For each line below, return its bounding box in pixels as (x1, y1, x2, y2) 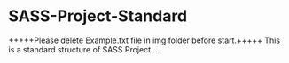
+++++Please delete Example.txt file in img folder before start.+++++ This (8, 35, 281, 45)
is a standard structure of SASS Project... (8, 44, 158, 54)
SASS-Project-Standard (8, 6, 188, 26)
